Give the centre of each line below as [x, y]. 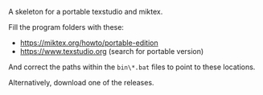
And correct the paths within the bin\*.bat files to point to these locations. [132, 67]
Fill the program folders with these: [66, 27]
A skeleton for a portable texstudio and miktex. [86, 12]
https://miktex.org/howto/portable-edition [89, 43]
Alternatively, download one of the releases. [81, 83]
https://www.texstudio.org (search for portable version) [112, 51]
